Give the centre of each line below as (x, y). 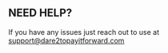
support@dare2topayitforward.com (66, 40)
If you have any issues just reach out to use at (84, 32)
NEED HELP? (40, 13)
